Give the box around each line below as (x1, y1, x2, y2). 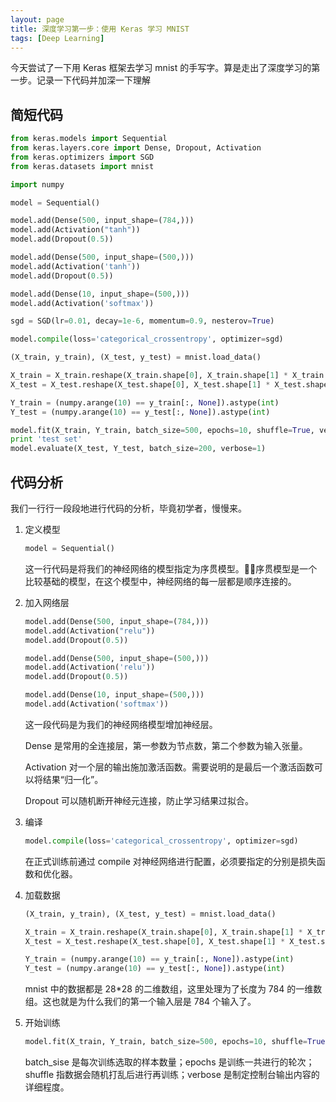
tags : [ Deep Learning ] (10, 33, 105, 43)
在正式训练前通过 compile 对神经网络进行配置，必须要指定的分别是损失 (24, 855, 317, 867)
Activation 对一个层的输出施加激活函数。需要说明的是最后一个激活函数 (24, 761, 315, 773)
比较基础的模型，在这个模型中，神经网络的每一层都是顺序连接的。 (24, 575, 297, 587)
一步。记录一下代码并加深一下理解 (10, 74, 151, 86)
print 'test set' (10, 434, 83, 445)
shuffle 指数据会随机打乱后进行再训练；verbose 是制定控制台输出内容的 (24, 1069, 320, 1080)
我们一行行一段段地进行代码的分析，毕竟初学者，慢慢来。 (10, 502, 247, 514)
